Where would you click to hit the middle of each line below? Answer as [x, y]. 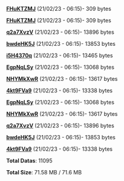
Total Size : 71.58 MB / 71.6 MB [44, 172]
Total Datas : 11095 [29, 160]
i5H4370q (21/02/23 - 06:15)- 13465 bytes [60, 56]
